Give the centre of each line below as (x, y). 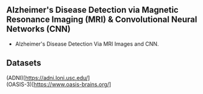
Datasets (24, 63)
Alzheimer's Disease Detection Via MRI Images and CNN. (87, 44)
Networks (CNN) (39, 29)
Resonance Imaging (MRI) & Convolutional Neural (102, 20)
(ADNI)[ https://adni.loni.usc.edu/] (48, 78)
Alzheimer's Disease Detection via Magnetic (92, 10)
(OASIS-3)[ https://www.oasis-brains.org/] (59, 84)
